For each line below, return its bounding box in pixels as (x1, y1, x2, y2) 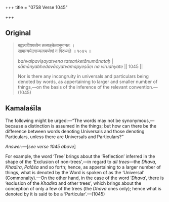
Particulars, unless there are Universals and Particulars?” (5, 134, 124, 140)
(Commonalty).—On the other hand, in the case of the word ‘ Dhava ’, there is (5, 175, 164, 181)
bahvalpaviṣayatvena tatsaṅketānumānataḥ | (17, 58, 113, 64)
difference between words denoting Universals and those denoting (5, 128, 145, 134)
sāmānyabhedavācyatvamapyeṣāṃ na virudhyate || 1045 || (17, 63, 143, 69)
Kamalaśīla (5, 104, 41, 113)
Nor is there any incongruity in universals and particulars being (17, 73, 149, 79)
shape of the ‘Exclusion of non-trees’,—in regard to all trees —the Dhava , (5, 158, 157, 165)
